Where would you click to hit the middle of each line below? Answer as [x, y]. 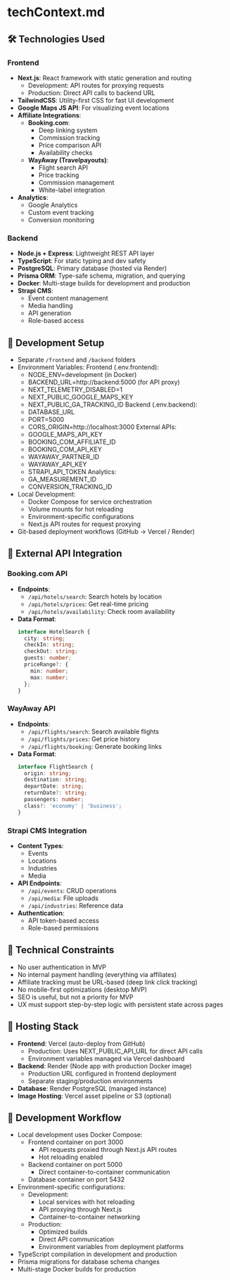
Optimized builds [63, 1232]
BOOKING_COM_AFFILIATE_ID [72, 442]
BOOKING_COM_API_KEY [65, 449]
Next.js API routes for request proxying [84, 524]
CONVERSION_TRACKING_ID [70, 487]
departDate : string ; [54, 786]
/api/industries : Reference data [76, 906]
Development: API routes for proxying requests [96, 85]
